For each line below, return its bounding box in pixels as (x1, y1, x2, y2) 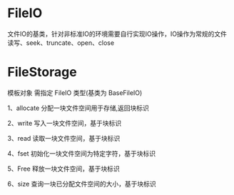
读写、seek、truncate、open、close (7, 38, 115, 47)
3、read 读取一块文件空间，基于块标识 (7, 134, 121, 142)
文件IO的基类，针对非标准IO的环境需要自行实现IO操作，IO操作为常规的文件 (7, 29, 227, 38)
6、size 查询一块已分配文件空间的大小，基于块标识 (7, 179, 157, 188)
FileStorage (7, 64, 77, 80)
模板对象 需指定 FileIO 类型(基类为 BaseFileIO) (7, 88, 143, 97)
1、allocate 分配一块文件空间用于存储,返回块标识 (7, 104, 150, 112)
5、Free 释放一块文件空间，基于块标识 (7, 164, 120, 173)
